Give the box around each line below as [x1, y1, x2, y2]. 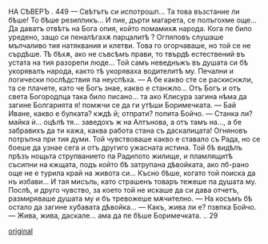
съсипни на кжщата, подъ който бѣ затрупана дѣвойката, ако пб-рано [8, 160, 250, 169]
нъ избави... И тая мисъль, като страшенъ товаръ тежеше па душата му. [8, 177, 258, 186]
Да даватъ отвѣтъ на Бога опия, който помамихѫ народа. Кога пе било [8, 24, 252, 33]
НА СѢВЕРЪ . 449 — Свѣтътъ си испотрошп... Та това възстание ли [8, 7, 240, 16]
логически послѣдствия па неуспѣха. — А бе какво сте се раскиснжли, [8, 75, 254, 84]
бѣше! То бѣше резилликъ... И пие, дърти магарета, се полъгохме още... [8, 15, 258, 25]
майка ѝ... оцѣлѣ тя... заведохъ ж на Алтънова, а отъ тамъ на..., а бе [8, 118, 242, 126]
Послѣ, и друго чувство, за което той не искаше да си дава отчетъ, [8, 186, 239, 194]
